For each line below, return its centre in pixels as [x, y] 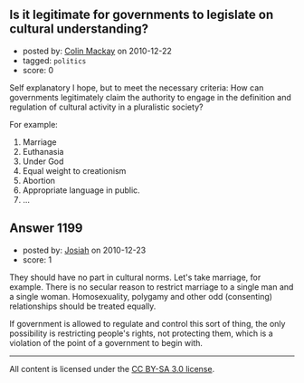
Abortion [39, 180]
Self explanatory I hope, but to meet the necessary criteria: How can [137, 87]
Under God [43, 161]
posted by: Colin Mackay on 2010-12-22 [97, 51]
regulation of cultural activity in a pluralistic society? [106, 107]
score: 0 [38, 70]
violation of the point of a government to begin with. [106, 342]
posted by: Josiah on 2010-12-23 [84, 250]
